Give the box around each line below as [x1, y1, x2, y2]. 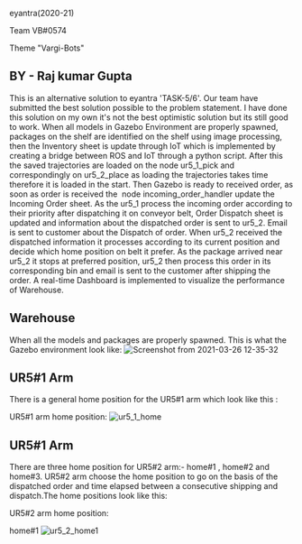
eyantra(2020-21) [9, 8, 75, 18]
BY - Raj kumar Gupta [9, 69, 133, 84]
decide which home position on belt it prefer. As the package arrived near [9, 245, 283, 256]
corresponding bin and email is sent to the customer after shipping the [9, 265, 271, 276]
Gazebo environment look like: [9, 344, 123, 355]
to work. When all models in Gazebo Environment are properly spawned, [9, 121, 279, 132]
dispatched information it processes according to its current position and [9, 236, 280, 247]
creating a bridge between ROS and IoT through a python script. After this [9, 150, 284, 161]
